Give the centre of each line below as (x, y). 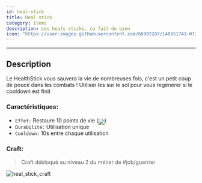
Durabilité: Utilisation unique (52, 127)
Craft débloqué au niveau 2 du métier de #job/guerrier (88, 162)
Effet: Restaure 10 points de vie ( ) (61, 121)
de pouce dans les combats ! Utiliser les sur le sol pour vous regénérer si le (99, 85)
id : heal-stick (25, 12)
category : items (26, 23)
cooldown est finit (29, 91)
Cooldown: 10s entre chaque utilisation (62, 133)
